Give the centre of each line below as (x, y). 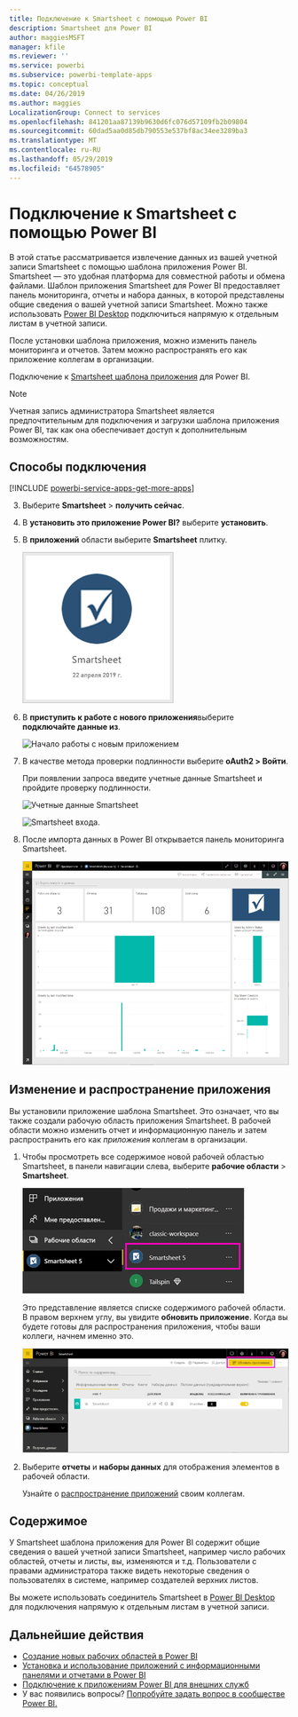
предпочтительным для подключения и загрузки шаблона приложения (144, 420)
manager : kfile (37, 47)
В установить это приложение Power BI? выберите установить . (145, 523)
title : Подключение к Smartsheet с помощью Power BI (109, 19)
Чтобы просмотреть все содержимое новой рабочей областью (143, 1156)
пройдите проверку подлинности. (86, 788)
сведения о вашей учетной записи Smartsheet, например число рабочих (148, 1552)
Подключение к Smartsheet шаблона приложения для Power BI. (130, 376)
